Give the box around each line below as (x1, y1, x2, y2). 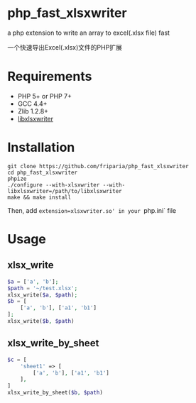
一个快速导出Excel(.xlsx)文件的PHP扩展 (7, 43, 122, 51)
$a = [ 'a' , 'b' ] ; (7, 278, 59, 285)
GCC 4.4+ (17, 99, 48, 108)
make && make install (7, 194, 72, 201)
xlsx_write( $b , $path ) (7, 318, 75, 325)
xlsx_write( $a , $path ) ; (7, 291, 78, 299)
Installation (7, 140, 75, 155)
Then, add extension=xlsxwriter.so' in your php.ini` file (7, 206, 177, 214)
